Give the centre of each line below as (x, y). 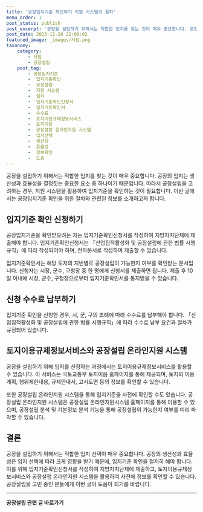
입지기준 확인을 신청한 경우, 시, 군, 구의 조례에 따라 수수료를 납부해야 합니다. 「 (99, 315)
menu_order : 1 (24, 18)
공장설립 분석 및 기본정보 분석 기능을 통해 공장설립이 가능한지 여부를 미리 (105, 409)
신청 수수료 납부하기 (41, 299)
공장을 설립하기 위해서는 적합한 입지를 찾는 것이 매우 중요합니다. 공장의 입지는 (97, 176)
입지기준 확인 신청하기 (45, 219)
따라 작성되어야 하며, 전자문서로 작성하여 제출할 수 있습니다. (98, 250)
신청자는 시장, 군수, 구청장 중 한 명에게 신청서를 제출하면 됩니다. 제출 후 (102, 271)
